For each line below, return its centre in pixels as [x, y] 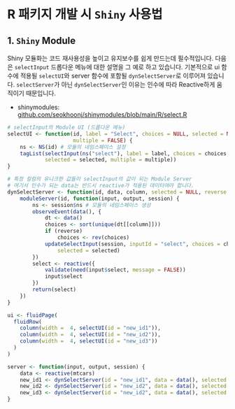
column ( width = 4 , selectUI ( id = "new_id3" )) [89, 341]
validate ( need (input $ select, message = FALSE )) [115, 270]
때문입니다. [41, 93]
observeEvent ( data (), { [67, 211]
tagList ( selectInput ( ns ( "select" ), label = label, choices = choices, [125, 153]
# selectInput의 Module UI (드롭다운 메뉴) [66, 127]
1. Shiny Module [42, 40]
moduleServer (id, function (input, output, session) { [100, 199]
